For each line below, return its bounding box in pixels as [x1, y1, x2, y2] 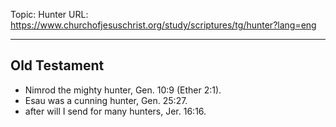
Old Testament [10, 57, 105, 74]
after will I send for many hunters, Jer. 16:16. [24, 105, 207, 117]
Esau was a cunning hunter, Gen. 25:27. [24, 94, 188, 106]
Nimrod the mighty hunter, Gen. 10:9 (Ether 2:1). [24, 84, 222, 96]
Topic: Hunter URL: [10, 9, 89, 20]
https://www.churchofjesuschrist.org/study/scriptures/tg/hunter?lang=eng [10, 19, 317, 31]
